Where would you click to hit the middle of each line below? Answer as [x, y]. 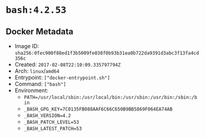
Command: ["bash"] [40, 84]
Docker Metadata [40, 31]
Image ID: [27, 46]
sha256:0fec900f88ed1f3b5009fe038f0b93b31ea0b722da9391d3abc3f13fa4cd [107, 53]
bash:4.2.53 [36, 10]
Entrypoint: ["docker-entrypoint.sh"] [62, 77]
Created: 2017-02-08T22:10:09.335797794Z [68, 64]
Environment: [31, 90]
